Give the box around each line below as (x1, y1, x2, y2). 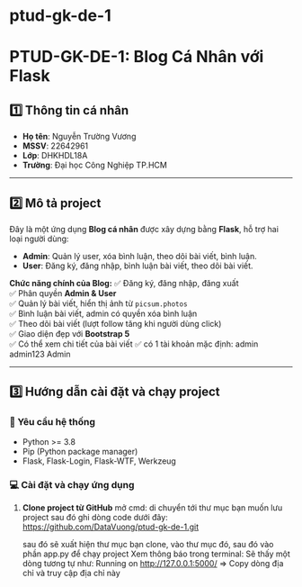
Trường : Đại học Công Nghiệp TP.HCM (22, 159, 168, 171)
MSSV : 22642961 (22, 140, 89, 151)
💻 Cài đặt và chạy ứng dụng (9, 478, 135, 491)
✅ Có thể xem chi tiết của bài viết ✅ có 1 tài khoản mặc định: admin (9, 339, 259, 349)
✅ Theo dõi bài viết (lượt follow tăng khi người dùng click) (9, 319, 222, 329)
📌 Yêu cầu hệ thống (9, 416, 96, 429)
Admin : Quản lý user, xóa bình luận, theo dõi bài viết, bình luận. (22, 251, 258, 261)
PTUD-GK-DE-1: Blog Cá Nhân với (9, 47, 264, 68)
